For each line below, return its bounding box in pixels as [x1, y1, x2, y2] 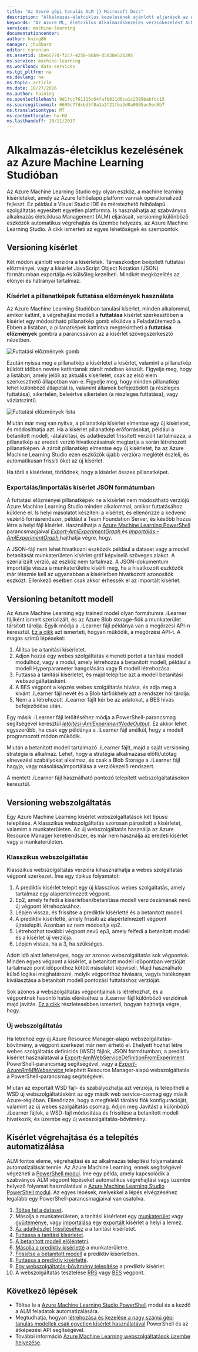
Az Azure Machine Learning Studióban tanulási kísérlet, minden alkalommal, [6, 305, 191, 312]
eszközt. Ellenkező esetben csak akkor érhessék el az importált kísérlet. [6, 577, 181, 584]
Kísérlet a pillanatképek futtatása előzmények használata [6, 292, 174, 300]
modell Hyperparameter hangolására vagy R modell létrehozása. [15, 665, 172, 672]
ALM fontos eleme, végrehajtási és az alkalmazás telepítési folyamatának [6, 1157, 184, 1164]
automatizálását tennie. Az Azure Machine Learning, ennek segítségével [6, 1163, 182, 1171]
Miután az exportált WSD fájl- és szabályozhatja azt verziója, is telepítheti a [6, 1084, 189, 1091]
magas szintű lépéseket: [6, 634, 66, 642]
